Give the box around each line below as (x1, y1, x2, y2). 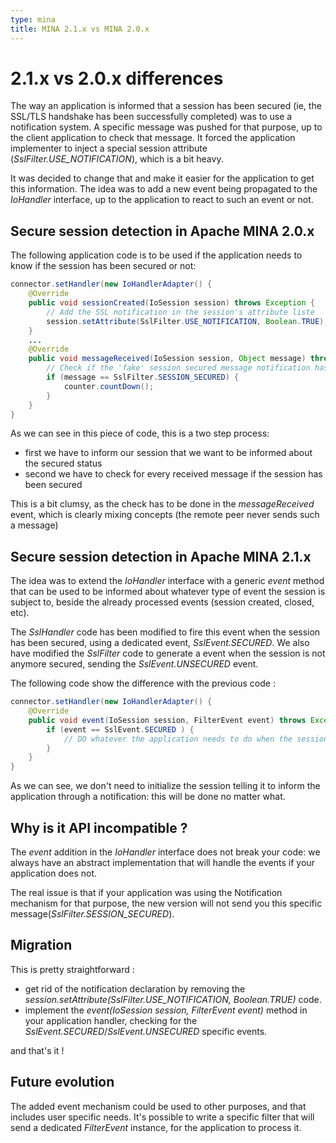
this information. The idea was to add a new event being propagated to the (10, 183, 318, 195)
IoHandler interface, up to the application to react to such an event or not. (10, 194, 314, 206)
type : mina (10, 14, 56, 25)
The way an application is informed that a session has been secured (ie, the (10, 100, 322, 112)
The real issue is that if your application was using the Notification (10, 887, 283, 898)
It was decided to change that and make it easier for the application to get (10, 172, 315, 185)
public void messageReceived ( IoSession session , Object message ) (28, 354, 307, 364)
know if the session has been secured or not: (10, 260, 197, 272)
